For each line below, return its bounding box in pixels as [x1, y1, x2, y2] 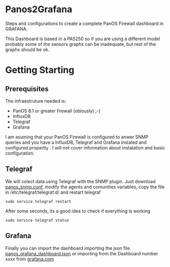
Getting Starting [5, 65, 75, 76]
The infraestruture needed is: [5, 98, 66, 104]
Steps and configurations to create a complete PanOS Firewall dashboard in [5, 20, 164, 26]
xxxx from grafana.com [5, 256, 54, 262]
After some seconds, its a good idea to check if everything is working [5, 207, 151, 214]
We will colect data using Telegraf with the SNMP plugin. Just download [5, 178, 156, 184]
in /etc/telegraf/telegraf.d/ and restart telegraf [5, 189, 101, 195]
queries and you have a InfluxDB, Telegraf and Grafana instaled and [5, 139, 147, 145]
